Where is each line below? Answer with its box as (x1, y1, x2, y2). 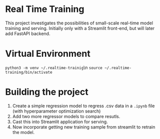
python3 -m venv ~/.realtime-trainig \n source (5, 64, 102, 70)
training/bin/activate (5, 70, 52, 75)
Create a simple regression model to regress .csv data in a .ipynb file (12, 103, 155, 109)
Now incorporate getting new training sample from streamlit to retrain (12, 124, 155, 130)
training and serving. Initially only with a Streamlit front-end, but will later (5, 25, 155, 31)
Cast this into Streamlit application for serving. (12, 119, 108, 125)
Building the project (5, 86, 88, 98)
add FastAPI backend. (5, 30, 50, 36)
